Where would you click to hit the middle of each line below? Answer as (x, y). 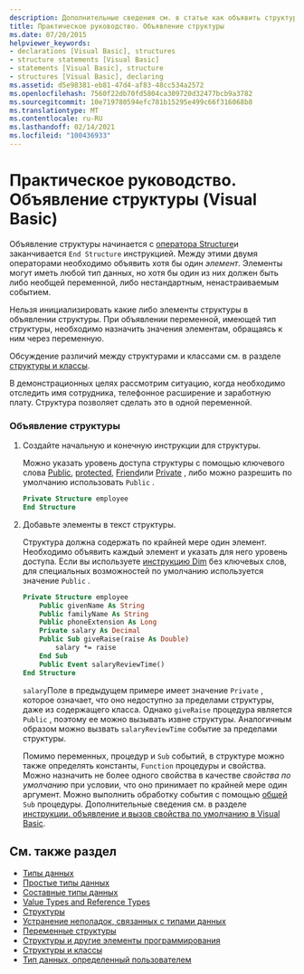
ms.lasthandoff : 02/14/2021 (62, 128)
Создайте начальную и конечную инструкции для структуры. (142, 445)
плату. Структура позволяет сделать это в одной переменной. (131, 402)
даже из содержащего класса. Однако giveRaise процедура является (157, 709)
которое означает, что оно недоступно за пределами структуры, (148, 700)
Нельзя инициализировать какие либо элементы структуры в (129, 310)
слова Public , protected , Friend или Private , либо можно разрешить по (157, 473)
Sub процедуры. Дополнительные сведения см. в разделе (134, 804)
